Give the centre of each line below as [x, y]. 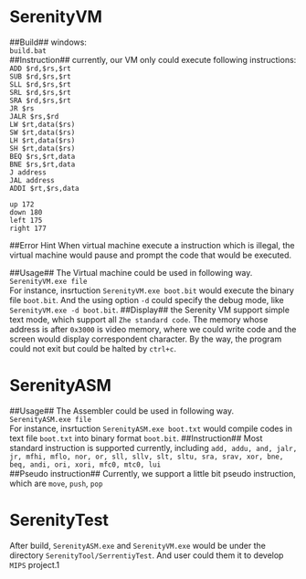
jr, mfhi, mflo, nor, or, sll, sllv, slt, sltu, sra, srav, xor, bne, [147, 457]
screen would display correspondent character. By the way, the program [146, 339]
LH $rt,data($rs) [42, 140]
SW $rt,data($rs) [42, 132]
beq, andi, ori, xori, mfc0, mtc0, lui [85, 464]
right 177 [28, 228]
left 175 [26, 220]
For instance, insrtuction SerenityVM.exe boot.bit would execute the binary [152, 290]
